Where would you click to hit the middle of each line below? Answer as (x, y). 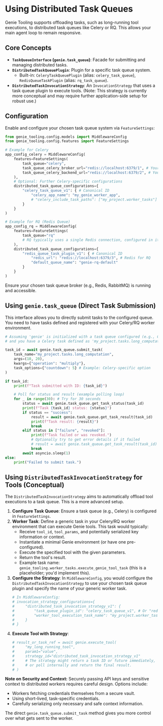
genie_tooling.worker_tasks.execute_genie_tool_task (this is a (83, 568)
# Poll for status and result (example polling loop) (69, 395)
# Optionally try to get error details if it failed (85, 440)
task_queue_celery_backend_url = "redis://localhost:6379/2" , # (87, 173)
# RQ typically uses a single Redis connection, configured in (88, 240)
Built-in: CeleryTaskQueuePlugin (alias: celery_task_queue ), (77, 75)
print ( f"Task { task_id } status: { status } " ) (67, 408)
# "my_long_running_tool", (44, 647)
